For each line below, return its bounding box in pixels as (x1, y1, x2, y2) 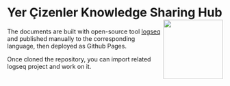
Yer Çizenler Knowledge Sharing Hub (7, 5, 222, 20)
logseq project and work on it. (7, 62, 92, 70)
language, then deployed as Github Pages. (7, 42, 127, 50)
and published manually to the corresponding (7, 34, 136, 42)
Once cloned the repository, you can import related (7, 55, 151, 63)
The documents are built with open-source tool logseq (7, 27, 161, 35)
